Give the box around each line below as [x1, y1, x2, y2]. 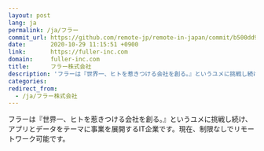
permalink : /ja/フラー [8, 26, 79, 34]
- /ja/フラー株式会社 [15, 92, 78, 100]
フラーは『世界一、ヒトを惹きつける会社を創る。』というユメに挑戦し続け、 [8, 115, 253, 124]
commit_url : [8, 33, 47, 42]
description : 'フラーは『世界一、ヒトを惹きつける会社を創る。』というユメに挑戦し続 [8, 70, 254, 78]
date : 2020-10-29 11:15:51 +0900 [8, 41, 139, 49]
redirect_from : [8, 84, 58, 93]
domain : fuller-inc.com [8, 56, 101, 64]
